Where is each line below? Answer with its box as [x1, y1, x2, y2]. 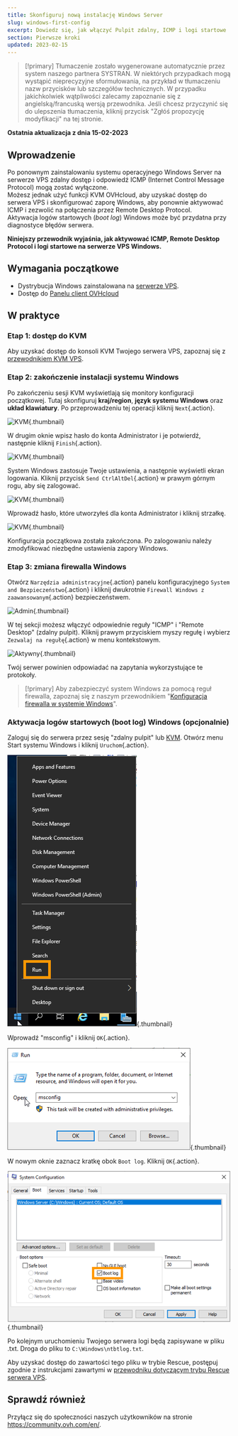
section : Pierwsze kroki [7, 34, 81, 41]
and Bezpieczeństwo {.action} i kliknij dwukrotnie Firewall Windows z [7, 585, 205, 594]
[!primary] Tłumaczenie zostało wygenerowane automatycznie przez [24, 62, 225, 70]
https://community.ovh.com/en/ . [7, 1420, 101, 1428]
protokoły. [7, 671, 37, 679]
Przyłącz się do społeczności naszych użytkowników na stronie [7, 1413, 193, 1421]
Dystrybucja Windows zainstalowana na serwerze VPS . [17, 281, 179, 290]
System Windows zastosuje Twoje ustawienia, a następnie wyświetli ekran [7, 466, 225, 475]
